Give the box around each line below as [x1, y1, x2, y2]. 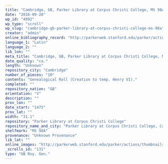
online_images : [5, 142, 37, 147]
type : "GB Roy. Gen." [5, 151, 50, 156]
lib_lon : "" [5, 49, 30, 54]
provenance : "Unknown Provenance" [5, 133, 77, 138]
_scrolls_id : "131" [5, 147, 46, 152]
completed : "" [5, 81, 35, 86]
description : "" [5, 95, 39, 100]
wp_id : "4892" [5, 16, 35, 21]
